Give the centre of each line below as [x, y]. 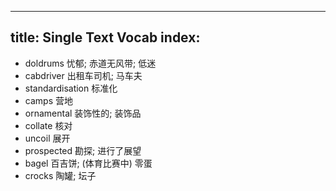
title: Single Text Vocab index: [105, 37]
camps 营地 [48, 100]
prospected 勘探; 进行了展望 [83, 150]
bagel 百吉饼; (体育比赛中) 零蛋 [88, 163]
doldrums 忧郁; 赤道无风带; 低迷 [90, 63]
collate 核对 [48, 125]
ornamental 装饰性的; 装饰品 [83, 113]
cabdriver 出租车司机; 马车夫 [83, 75]
